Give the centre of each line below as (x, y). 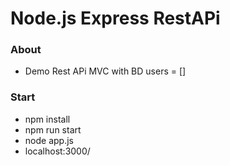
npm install (47, 119)
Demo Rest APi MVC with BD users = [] (105, 71)
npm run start (53, 129)
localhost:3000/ (57, 151)
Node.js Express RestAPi (115, 18)
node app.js (49, 140)
